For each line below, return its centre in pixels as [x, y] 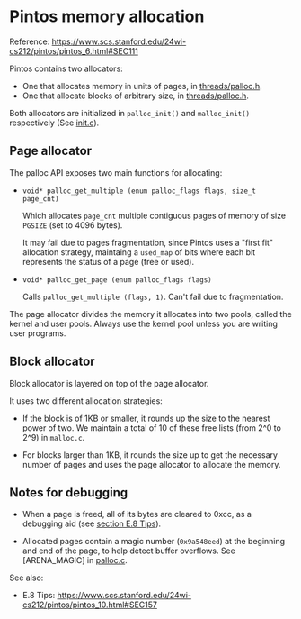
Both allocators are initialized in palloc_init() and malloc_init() [130, 113]
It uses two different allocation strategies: [86, 401]
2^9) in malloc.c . [53, 437]
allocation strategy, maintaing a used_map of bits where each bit [139, 252]
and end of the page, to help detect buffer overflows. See [128, 551]
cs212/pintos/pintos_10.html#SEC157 [89, 605]
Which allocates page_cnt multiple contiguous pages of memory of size [154, 215]
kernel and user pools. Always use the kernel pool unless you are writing [144, 323]
